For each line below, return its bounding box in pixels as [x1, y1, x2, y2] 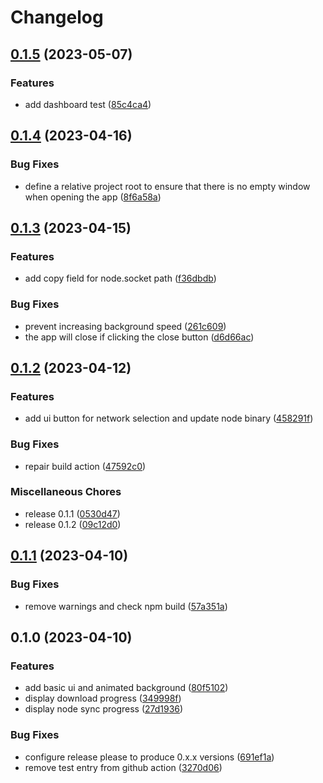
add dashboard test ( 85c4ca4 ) [24, 98, 152, 110]
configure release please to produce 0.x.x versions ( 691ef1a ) [24, 751, 275, 763]
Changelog [10, 6, 104, 29]
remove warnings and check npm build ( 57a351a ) [24, 600, 228, 612]
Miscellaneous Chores [10, 485, 122, 499]
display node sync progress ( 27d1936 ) [24, 703, 184, 715]
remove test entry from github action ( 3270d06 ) [24, 761, 223, 773]
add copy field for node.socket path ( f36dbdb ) [24, 272, 217, 285]
